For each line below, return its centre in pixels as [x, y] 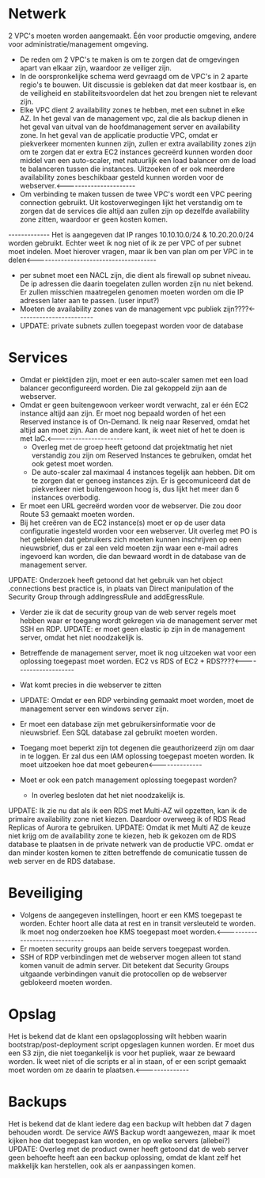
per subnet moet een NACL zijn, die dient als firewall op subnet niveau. [135, 275]
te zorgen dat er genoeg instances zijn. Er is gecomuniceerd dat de [141, 481]
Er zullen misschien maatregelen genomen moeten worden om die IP [131, 292]
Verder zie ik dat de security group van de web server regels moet [128, 612]
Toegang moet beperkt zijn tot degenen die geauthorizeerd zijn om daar [137, 747]
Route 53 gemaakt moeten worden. [77, 514]
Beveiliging [45, 893]
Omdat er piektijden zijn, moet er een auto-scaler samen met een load [134, 379]
